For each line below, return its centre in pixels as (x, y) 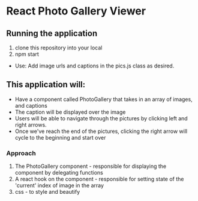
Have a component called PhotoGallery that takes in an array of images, (104, 99)
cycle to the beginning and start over (60, 137)
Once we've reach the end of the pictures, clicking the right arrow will (101, 131)
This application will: (46, 85)
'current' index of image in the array (59, 185)
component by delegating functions (59, 173)
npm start (27, 54)
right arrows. (31, 125)
